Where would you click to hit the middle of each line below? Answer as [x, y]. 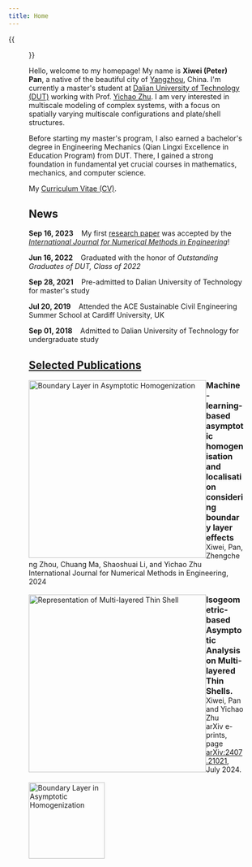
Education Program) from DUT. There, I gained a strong [121, 155]
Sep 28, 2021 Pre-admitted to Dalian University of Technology [136, 282]
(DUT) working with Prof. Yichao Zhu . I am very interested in [129, 96]
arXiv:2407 [224, 752]
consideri [225, 497]
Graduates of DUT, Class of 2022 [85, 267]
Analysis [223, 651]
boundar [223, 518]
